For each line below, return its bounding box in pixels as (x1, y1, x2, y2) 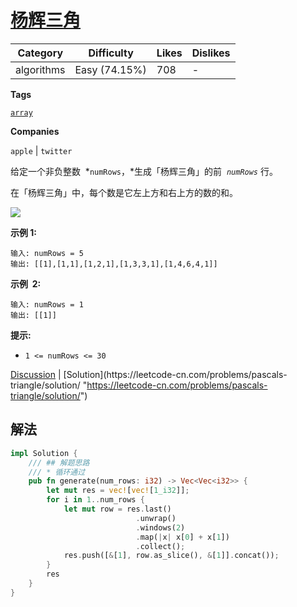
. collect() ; (135, 541, 186, 551)
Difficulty (88, 46, 134, 60)
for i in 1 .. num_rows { (46, 495, 145, 505)
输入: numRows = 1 (10, 299, 84, 310)
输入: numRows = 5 (10, 248, 84, 258)
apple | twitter (10, 144, 73, 156)
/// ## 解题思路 (28, 457, 90, 468)
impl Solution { (10, 448, 78, 458)
